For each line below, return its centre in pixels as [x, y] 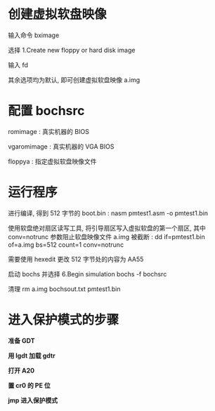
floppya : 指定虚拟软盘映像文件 [52, 161]
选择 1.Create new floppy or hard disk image [72, 50]
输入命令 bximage [34, 35]
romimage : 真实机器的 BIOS [49, 131]
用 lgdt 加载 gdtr [32, 356]
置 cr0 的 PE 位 [30, 385]
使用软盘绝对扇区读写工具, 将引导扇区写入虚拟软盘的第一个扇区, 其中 [107, 228]
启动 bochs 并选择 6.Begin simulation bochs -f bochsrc [87, 274]
